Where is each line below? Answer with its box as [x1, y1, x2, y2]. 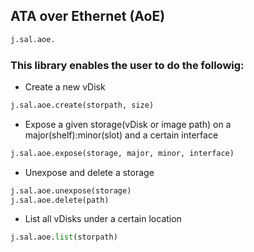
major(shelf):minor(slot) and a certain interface [24, 129, 219, 141]
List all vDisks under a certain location [24, 213, 182, 225]
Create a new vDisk [24, 80, 106, 93]
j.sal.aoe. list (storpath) [10, 232, 118, 243]
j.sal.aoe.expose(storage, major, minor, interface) [10, 148, 235, 158]
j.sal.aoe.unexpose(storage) [10, 185, 132, 196]
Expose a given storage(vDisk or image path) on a [24, 118, 232, 130]
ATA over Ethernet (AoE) [10, 8, 166, 25]
